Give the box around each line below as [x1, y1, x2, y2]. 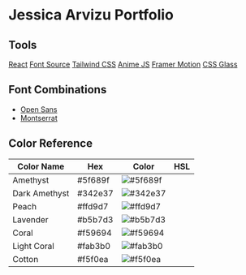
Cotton [12, 253, 39, 264]
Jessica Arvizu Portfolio [8, 6, 175, 24]
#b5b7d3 [76, 213, 114, 225]
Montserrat [19, 113, 58, 122]
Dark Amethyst [12, 187, 70, 199]
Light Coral [12, 240, 54, 251]
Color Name [17, 161, 65, 172]
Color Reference [8, 136, 93, 151]
